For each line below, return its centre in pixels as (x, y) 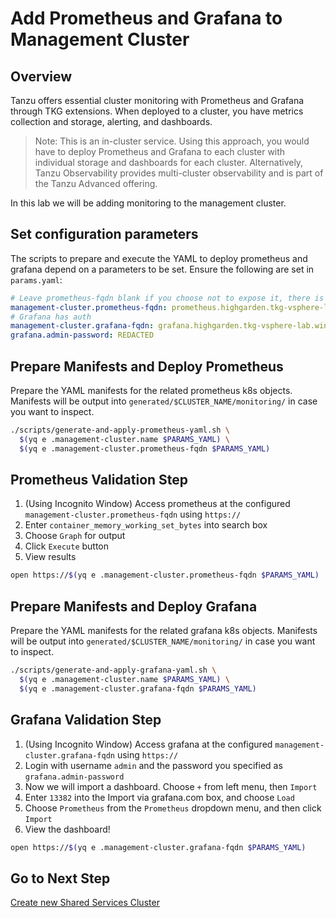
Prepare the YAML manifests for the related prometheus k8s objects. (151, 390)
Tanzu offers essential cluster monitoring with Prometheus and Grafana (157, 100)
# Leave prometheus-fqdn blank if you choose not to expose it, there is (167, 298)
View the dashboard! (67, 829)
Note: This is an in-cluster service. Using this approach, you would (172, 141)
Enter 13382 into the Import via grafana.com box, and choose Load (159, 797)
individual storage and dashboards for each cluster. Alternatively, (169, 162)
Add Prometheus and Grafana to (146, 18)
